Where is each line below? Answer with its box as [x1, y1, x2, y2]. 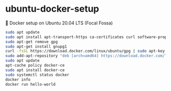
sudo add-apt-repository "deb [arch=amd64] [5, 53, 99, 58]
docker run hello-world [5, 82, 56, 87]
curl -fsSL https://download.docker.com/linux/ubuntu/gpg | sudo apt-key [5, 49, 165, 54]
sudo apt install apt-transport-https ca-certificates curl [5, 34, 136, 40]
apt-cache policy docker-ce [5, 63, 65, 68]
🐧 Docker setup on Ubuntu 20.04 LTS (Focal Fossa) [5, 20, 113, 26]
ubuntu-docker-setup [5, 3, 99, 15]
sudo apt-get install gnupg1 [5, 44, 67, 49]
